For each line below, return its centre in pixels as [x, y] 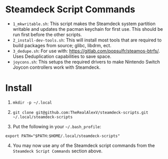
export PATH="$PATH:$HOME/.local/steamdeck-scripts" [63, 136]
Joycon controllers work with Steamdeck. [57, 67]
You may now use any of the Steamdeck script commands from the [84, 145]
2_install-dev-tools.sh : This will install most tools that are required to [87, 40]
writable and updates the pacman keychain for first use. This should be [88, 29]
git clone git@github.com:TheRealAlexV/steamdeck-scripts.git [80, 112]
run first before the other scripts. [47, 34]
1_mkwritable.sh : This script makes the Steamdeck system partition [84, 24]
